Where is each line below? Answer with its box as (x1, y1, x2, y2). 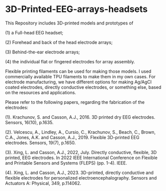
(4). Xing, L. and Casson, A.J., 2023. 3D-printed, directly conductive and (5, 170, 154, 176)
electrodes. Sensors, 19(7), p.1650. (5, 140, 76, 146)
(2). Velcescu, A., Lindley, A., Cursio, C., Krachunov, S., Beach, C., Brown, (5, 129, 156, 135)
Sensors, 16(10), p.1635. (5, 119, 54, 125)
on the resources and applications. (5, 89, 76, 95)
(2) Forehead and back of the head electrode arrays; (5, 39, 113, 45)
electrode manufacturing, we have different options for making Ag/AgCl (5, 79, 152, 85)
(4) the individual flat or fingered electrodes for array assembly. (5, 58, 135, 64)
